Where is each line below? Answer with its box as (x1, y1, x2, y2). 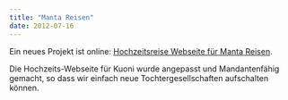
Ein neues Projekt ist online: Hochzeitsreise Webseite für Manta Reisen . (9, 46, 273, 56)
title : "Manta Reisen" (9, 12, 94, 22)
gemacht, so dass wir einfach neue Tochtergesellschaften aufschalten (9, 72, 269, 83)
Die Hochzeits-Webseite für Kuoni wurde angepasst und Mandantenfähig (9, 63, 280, 74)
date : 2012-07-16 (9, 21, 74, 30)
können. (9, 82, 39, 93)
